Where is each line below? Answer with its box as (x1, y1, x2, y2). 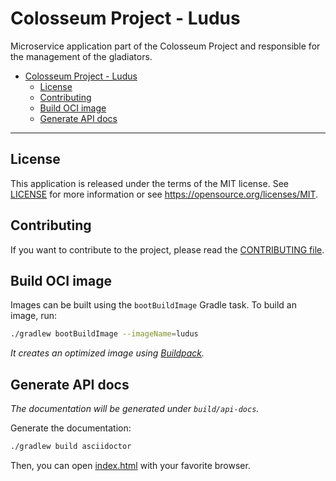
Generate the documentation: (10, 422, 132, 434)
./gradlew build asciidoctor (10, 442, 132, 452)
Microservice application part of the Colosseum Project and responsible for (10, 40, 321, 52)
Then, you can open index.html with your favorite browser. (10, 459, 251, 471)
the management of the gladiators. (10, 50, 153, 62)
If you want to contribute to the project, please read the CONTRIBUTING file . (10, 243, 325, 256)
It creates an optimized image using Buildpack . (10, 347, 205, 359)
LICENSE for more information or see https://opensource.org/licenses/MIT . (10, 188, 319, 200)
